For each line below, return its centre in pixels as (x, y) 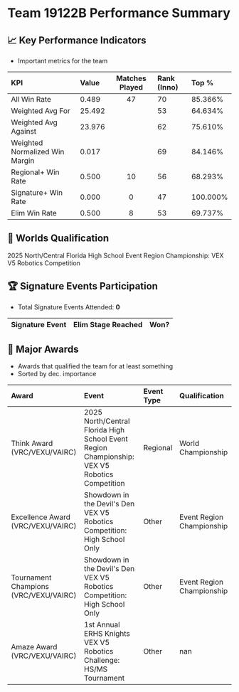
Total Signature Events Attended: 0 (69, 307)
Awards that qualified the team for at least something (95, 366)
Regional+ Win (35, 172)
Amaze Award (34, 647)
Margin (23, 160)
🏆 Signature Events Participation (83, 286)
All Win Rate (31, 99)
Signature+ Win (37, 192)
